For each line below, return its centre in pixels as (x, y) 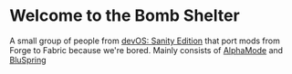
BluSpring (28, 60)
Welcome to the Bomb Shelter (125, 16)
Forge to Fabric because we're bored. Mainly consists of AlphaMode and (146, 50)
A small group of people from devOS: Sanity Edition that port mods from (145, 41)
